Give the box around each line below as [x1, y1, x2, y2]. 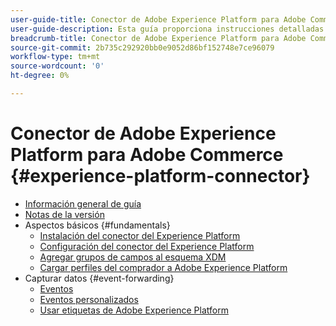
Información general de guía [24, 197, 142, 210]
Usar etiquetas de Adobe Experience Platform [39, 304, 229, 316]
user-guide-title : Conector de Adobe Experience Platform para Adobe [10, 14, 307, 25]
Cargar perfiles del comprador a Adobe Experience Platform [39, 261, 288, 273]
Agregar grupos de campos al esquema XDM [39, 251, 227, 263]
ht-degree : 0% [10, 71, 70, 81]
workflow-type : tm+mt [10, 52, 101, 62]
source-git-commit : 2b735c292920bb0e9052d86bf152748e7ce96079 [10, 42, 275, 53]
